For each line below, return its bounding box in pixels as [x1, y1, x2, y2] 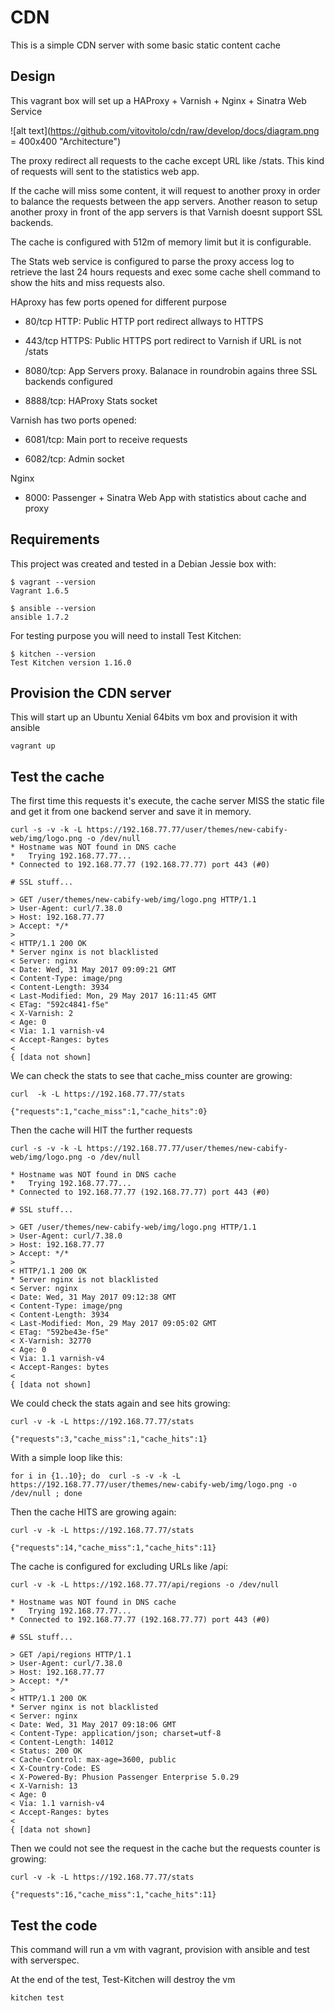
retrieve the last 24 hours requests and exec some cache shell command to [10, 266, 321, 278]
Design [10, 68, 56, 85]
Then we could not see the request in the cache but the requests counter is [10, 1842, 321, 1855]
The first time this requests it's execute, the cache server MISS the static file [10, 795, 325, 807]
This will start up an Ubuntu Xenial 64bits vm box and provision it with [10, 711, 298, 723]
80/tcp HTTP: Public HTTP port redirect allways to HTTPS [24, 315, 264, 327]
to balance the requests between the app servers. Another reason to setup [10, 195, 318, 207]
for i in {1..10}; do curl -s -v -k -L [10, 1471, 182, 1481]
